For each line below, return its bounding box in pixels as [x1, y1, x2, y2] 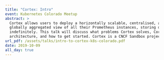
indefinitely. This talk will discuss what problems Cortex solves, [9, 30, 152, 34]
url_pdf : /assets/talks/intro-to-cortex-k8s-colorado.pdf [5, 39, 125, 44]
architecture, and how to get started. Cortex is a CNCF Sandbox [9, 34, 145, 39]
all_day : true [5, 47, 34, 52]
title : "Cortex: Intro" [5, 7, 54, 12]
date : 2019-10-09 [5, 43, 41, 48]
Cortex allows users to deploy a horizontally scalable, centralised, [9, 20, 156, 26]
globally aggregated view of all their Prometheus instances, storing [9, 25, 156, 30]
